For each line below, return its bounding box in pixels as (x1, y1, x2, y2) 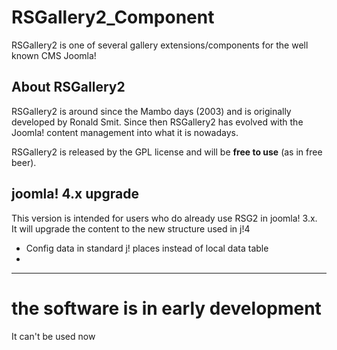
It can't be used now (11, 330, 96, 342)
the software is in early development (11, 297, 322, 320)
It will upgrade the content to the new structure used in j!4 (11, 222, 251, 235)
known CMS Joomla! (11, 49, 97, 61)
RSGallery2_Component (11, 6, 215, 29)
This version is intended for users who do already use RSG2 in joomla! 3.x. (11, 212, 318, 224)
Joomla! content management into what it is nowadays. (11, 126, 239, 138)
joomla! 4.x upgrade (11, 186, 140, 203)
